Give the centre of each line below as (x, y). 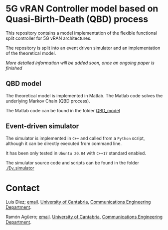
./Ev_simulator (20, 168)
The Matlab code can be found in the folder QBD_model (63, 110)
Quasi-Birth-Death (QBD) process (77, 19)
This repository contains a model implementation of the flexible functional (81, 33)
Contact (23, 188)
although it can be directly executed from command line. (64, 143)
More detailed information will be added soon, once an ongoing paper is (80, 63)
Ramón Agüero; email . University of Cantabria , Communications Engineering (84, 217)
